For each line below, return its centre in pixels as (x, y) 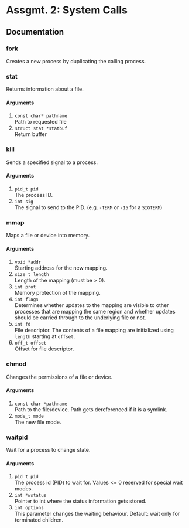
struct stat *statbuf (41, 129)
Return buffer (31, 134)
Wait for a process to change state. (48, 450)
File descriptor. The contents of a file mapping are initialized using (94, 330)
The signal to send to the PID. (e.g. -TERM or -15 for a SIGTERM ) (88, 207)
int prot (25, 287)
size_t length (32, 275)
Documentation (35, 32)
